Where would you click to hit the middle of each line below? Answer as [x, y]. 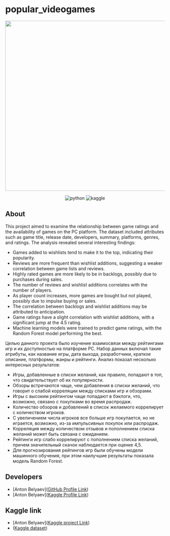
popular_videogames [50, 9]
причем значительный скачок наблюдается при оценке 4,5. [77, 445]
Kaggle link [23, 510]
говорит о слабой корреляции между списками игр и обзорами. [82, 391]
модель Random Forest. [38, 461]
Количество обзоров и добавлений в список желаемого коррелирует [88, 407]
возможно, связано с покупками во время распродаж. [72, 401]
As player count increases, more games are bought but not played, [82, 295]
